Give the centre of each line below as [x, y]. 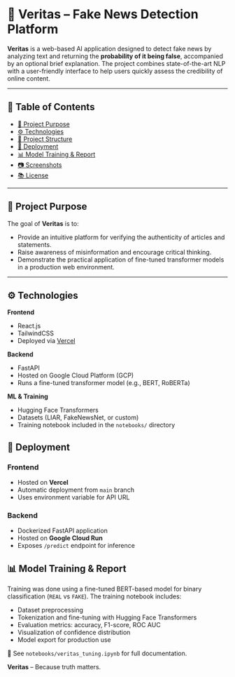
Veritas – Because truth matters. [54, 667]
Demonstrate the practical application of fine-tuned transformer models [121, 260]
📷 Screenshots [40, 165]
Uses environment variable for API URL [73, 497]
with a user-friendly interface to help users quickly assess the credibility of [115, 71]
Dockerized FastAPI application [63, 531]
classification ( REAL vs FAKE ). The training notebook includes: [94, 596]
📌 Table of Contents [51, 107]
